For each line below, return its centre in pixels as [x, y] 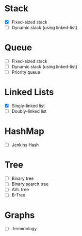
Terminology [24, 229]
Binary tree [23, 178]
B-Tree [18, 195]
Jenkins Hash [25, 145]
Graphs [20, 215]
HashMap [25, 131]
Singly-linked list [28, 106]
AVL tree [20, 190]
